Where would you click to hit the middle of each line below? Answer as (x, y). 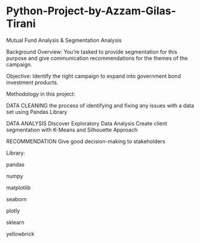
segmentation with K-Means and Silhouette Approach (72, 130)
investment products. (32, 82)
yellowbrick (20, 233)
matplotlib (19, 187)
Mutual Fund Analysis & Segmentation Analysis (64, 40)
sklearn (16, 222)
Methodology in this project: (41, 94)
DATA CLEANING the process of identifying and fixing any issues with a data (100, 105)
